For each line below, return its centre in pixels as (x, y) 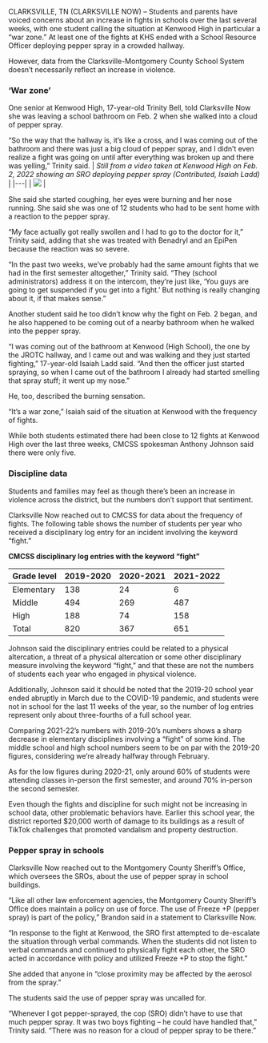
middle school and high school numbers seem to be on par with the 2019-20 (134, 747)
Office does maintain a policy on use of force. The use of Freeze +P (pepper (134, 908)
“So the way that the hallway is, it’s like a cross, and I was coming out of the (133, 140)
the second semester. (44, 788)
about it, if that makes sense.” (57, 299)
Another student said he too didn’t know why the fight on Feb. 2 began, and (133, 314)
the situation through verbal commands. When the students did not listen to (133, 941)
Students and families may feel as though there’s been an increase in (122, 491)
